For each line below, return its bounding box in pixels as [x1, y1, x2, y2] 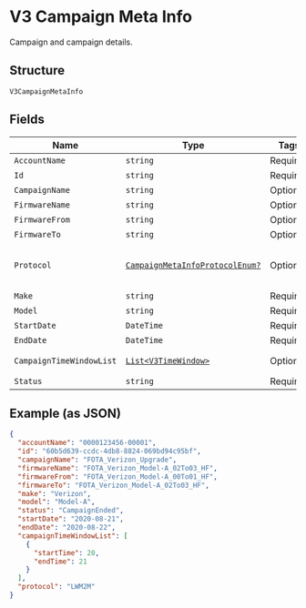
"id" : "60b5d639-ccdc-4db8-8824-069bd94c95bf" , [17, 447, 202, 456]
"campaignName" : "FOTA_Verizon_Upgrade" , [17, 455, 178, 464]
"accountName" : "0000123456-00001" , [17, 439, 157, 448]
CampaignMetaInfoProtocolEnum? [126, 259, 261, 270]
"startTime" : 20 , [33, 548, 100, 557]
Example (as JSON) [9, 405, 121, 421]
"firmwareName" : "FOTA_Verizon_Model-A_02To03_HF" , [17, 463, 219, 472]
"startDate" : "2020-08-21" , [17, 514, 125, 524]
